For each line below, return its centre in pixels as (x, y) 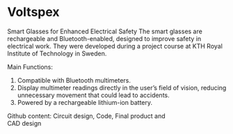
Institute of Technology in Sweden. (57, 53)
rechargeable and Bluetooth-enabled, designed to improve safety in (104, 38)
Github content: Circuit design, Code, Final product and (86, 116)
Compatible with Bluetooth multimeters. (74, 80)
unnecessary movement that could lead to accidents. (93, 95)
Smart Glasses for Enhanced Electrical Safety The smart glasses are (105, 31)
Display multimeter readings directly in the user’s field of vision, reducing (122, 87)
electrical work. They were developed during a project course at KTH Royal (115, 46)
